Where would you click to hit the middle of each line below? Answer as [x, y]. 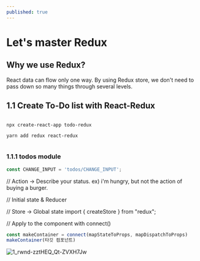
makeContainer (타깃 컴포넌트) [41, 240]
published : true [27, 12]
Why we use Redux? [46, 65]
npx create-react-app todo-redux [49, 125]
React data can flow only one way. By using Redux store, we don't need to [100, 80]
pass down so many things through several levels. [70, 86]
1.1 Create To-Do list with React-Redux [81, 106]
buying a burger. [27, 187]
